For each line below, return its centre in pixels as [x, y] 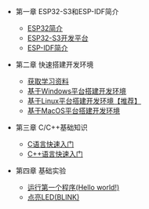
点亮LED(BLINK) [53, 197]
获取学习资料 [48, 81]
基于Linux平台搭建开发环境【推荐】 [84, 101]
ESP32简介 [45, 28]
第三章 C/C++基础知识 [51, 127]
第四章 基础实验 [41, 170]
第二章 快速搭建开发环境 [55, 64]
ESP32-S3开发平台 [58, 38]
